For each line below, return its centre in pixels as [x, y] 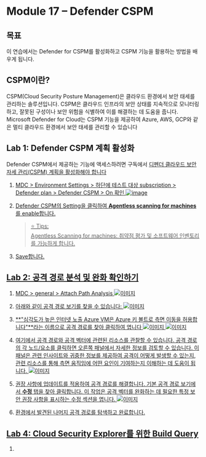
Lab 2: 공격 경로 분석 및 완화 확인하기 [73, 278]
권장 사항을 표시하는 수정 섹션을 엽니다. [69, 399]
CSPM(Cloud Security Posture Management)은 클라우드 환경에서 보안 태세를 [101, 96]
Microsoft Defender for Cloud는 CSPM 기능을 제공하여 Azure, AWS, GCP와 [99, 119]
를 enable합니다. [35, 213]
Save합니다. [30, 256]
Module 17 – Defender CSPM [80, 11]
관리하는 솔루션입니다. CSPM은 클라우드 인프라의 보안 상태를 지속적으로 [92, 104]
